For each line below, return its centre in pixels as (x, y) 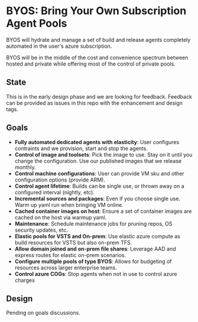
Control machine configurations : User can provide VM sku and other (99, 173)
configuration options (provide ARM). (60, 180)
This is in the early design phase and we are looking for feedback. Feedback (99, 96)
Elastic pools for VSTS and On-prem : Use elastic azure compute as (97, 236)
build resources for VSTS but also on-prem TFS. (73, 242)
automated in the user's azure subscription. (59, 46)
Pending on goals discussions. (43, 313)
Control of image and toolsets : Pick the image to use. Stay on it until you (103, 154)
